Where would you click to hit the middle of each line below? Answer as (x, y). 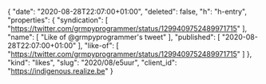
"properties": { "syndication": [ (58, 20)
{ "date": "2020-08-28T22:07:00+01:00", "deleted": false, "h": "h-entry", (127, 12)
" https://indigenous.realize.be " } (60, 71)
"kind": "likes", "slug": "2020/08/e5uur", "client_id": (92, 62)
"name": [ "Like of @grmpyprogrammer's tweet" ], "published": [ (114, 37)
